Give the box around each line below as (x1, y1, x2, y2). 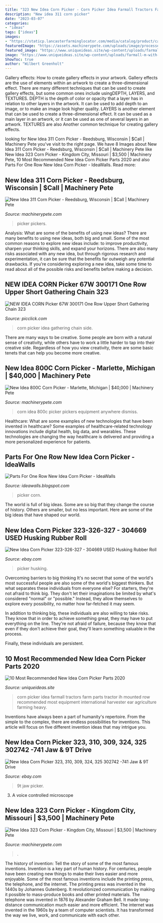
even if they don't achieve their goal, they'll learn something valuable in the (5, 626, 155, 632)
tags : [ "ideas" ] (5, 30, 38, 35)
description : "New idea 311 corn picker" (5, 12, 90, 17)
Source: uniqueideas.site (5, 685, 55, 690)
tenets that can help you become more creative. (5, 350, 101, 356)
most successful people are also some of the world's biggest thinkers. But (5, 580, 154, 586)
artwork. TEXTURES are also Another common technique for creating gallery (5, 121, 158, 127)
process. (5, 631, 23, 637)
